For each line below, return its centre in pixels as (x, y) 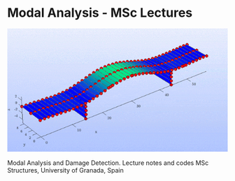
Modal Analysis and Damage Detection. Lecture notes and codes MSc (108, 163)
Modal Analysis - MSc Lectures (100, 13)
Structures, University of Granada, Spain (65, 170)
